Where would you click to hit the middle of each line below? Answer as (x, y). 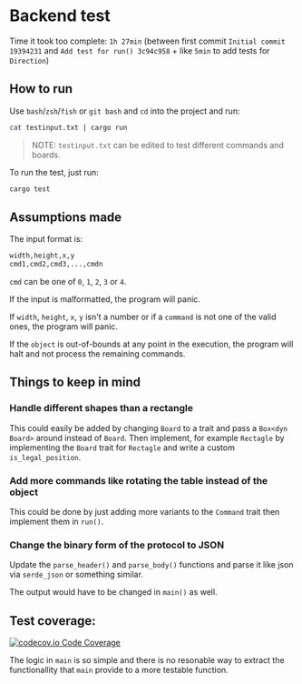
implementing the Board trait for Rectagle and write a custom (122, 448)
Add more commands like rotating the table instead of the (139, 480)
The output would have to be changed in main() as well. (113, 592)
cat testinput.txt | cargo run (68, 127)
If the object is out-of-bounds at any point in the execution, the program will (151, 344)
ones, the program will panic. (63, 327)
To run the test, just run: (54, 172)
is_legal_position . (45, 457)
